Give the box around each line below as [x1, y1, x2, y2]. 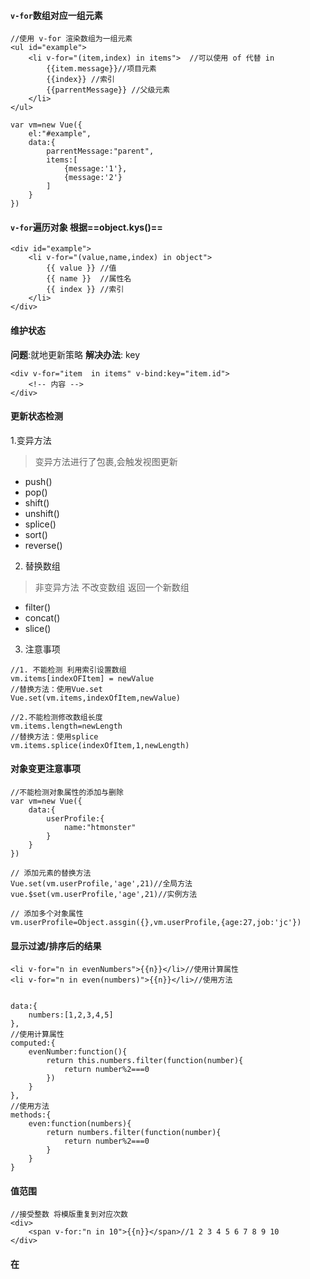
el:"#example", [28, 129, 92, 139]
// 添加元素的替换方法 [10, 868, 92, 879]
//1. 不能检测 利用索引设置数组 [10, 665, 127, 675]
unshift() [24, 507, 60, 519]
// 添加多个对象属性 [10, 909, 84, 919]
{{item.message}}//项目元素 [46, 64, 157, 74]
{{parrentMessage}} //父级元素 [46, 85, 171, 95]
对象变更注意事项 [10, 763, 81, 775]
